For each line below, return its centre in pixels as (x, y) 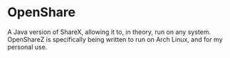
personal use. (27, 47)
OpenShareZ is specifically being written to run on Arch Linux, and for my (115, 39)
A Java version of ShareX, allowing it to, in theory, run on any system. (109, 32)
